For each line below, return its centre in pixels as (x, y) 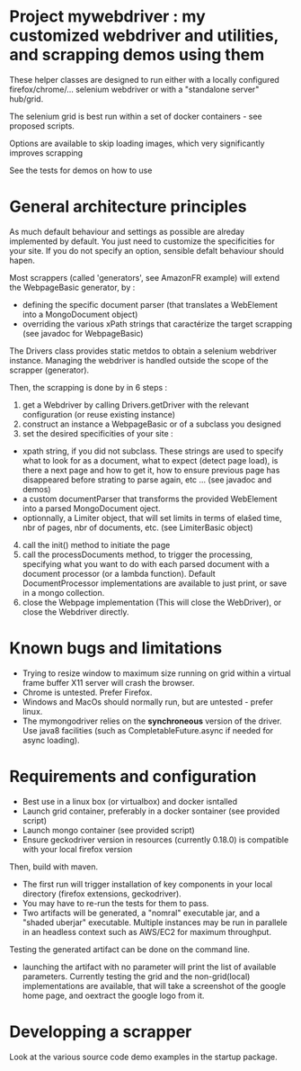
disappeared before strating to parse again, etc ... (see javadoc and (147, 480)
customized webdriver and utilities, (144, 36)
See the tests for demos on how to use (81, 170)
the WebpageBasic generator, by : (72, 287)
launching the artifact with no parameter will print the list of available (149, 967)
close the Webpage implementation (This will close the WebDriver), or (152, 602)
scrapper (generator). (49, 370)
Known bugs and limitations (116, 648)
